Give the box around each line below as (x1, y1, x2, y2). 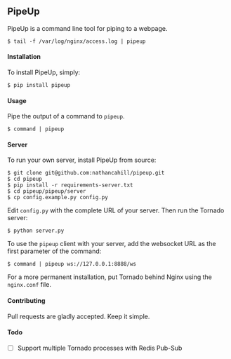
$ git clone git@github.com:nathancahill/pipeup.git (7, 170, 165, 177)
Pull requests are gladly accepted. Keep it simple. (7, 312, 150, 320)
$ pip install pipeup (7, 82, 71, 89)
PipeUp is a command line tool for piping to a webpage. (7, 24, 168, 32)
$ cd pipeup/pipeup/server (7, 188, 86, 195)
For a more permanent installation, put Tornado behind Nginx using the (7, 273, 212, 281)
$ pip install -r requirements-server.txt (7, 182, 133, 189)
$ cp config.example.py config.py (7, 194, 109, 201)
